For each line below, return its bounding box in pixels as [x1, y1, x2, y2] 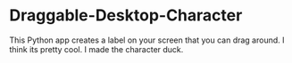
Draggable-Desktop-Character [9, 5, 243, 26]
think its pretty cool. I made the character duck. [9, 43, 184, 54]
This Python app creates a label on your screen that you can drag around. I [9, 35, 285, 45]
